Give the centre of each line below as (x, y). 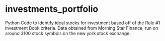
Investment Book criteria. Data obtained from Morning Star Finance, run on (82, 28)
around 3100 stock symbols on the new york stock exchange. (68, 33)
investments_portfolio (52, 9)
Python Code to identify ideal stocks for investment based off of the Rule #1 (82, 23)
